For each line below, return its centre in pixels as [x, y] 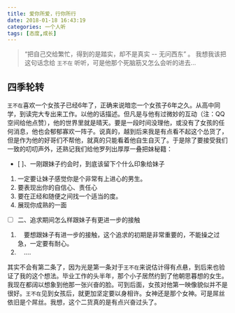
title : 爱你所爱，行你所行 [42, 14]
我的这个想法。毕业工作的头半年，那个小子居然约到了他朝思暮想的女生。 [123, 276]
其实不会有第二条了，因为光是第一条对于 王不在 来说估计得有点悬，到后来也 [113, 267]
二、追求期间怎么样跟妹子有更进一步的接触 [79, 220]
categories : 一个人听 [37, 27]
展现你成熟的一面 [42, 205]
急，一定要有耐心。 [45, 244]
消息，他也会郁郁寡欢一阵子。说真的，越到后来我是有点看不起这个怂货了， [120, 132]
